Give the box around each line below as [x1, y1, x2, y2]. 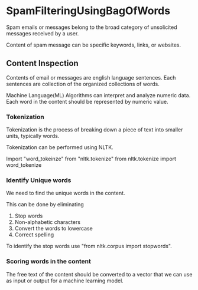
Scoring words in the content [6, 258, 92, 266]
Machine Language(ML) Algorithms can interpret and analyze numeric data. [6, 91, 191, 98]
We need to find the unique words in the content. [6, 190, 125, 197]
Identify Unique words [6, 176, 72, 184]
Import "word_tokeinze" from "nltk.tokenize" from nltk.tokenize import [6, 155, 176, 163]
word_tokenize [6, 162, 42, 169]
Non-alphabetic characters [14, 219, 81, 226]
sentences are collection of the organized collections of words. [6, 80, 160, 87]
